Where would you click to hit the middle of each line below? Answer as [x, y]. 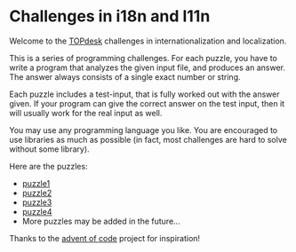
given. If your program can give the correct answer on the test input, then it [147, 103]
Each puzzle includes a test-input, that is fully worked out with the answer [144, 94]
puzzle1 [36, 183]
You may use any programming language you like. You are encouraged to [144, 130]
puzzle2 [37, 193]
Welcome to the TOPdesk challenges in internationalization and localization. [148, 41]
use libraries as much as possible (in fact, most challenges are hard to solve [148, 139]
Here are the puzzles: [48, 166]
